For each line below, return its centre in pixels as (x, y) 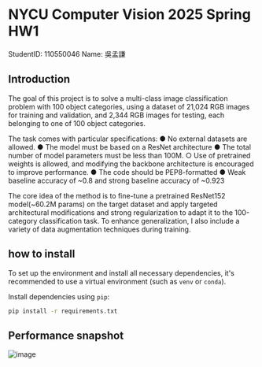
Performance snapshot (66, 335)
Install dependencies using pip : (59, 296)
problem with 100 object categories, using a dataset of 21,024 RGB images (129, 106)
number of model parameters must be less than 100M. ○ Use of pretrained (129, 155)
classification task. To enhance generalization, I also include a (139, 221)
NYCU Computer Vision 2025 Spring (130, 15)
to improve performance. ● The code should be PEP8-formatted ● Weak (127, 172)
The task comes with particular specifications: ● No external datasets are (128, 139)
